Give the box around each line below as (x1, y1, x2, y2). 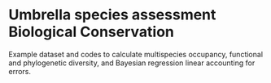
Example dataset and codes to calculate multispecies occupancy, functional (8, 49, 263, 59)
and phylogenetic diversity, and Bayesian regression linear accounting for (8, 58, 256, 68)
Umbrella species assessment (8, 6, 216, 24)
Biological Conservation (8, 23, 175, 41)
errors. (8, 66, 31, 76)
